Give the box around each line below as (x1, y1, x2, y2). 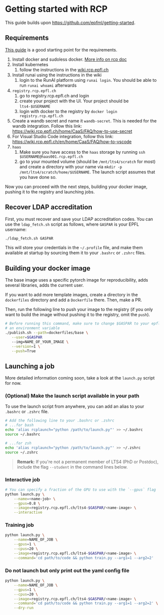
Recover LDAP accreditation (5, 203, 93, 212)
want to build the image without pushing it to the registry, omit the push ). (5, 312, 150, 318)
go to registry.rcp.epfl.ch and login (19, 93, 89, 98)
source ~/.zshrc (5, 449, 38, 455)
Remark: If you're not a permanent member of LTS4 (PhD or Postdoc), (17, 459, 159, 465)
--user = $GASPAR (11, 334, 42, 340)
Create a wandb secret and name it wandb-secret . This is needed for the (12, 118, 157, 123)
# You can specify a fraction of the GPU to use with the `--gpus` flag (5, 487, 156, 492)
